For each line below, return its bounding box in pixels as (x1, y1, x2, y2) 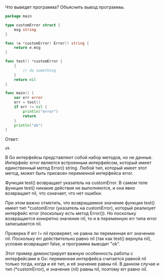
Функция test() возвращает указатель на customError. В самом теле (5, 180, 148, 186)
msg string (14, 27, 36, 32)
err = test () (14, 100, 41, 105)
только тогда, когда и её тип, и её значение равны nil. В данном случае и (5, 261, 160, 267)
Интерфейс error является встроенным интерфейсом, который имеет (5, 160, 152, 166)
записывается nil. (5, 221, 42, 227)
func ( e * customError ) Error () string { (5, 40, 90, 46)
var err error (14, 95, 43, 100)
